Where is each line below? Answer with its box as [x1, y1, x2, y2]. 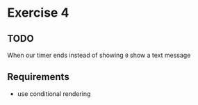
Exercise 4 [7, 5, 69, 21]
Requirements [7, 71, 69, 83]
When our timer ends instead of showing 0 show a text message [7, 51, 191, 59]
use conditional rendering [17, 89, 91, 98]
